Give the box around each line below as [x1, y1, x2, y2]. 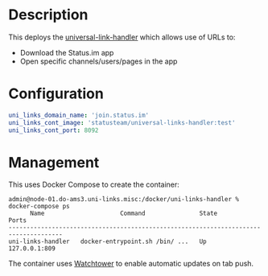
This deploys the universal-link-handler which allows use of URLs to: [8, 32, 236, 42]
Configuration [8, 84, 105, 103]
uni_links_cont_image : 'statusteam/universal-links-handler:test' [8, 118, 236, 126]
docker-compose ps [8, 203, 70, 211]
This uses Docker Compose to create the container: [8, 179, 179, 190]
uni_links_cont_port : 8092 [8, 126, 99, 134]
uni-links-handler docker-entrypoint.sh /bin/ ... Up [8, 237, 207, 246]
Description [8, 6, 89, 24]
